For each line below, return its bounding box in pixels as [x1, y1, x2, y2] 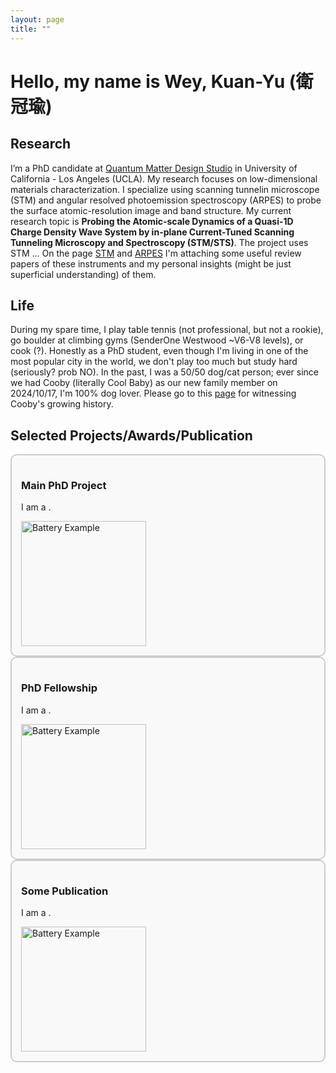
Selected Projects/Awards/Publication [10, 427, 253, 444]
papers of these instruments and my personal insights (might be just [10, 257, 292, 270]
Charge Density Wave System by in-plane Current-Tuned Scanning [10, 226, 295, 238]
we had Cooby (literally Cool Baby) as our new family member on [10, 377, 278, 389]
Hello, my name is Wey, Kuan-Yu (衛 [10, 70, 314, 93]
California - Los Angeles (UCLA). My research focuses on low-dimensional [10, 172, 318, 185]
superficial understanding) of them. [10, 268, 157, 280]
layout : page [10, 14, 65, 25]
